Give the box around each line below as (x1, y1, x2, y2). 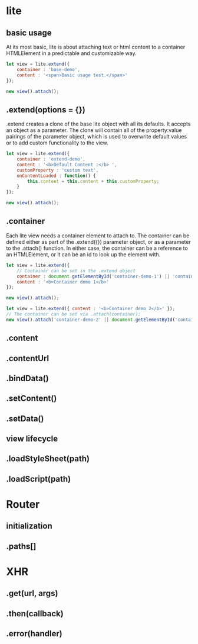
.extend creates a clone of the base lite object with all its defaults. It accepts (6, 120, 191, 128)
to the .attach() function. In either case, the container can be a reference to (6, 244, 189, 252)
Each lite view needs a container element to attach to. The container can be (6, 232, 190, 239)
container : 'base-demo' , (16, 66, 81, 72)
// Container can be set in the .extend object (16, 268, 136, 273)
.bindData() (6, 373, 49, 383)
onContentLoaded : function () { (16, 173, 96, 179)
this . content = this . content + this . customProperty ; (27, 178, 160, 184)
